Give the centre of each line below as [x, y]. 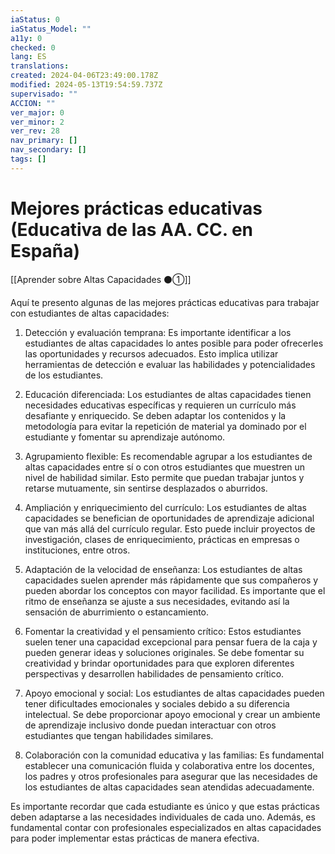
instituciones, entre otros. [77, 550]
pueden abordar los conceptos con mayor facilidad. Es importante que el [175, 590]
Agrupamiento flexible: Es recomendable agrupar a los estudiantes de [168, 456]
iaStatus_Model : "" [51, 29]
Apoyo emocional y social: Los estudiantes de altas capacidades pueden [174, 693]
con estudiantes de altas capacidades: [90, 313]
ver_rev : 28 [35, 131]
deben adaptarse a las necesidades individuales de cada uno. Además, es [163, 817]
